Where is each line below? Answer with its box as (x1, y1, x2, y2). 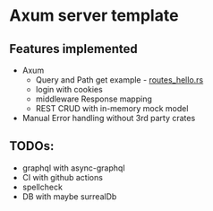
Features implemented (9, 41, 138, 57)
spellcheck (21, 181, 63, 192)
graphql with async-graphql (21, 163, 125, 173)
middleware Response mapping (35, 93, 152, 104)
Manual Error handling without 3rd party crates (21, 113, 196, 123)
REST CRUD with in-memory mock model (35, 103, 189, 113)
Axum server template (9, 5, 179, 26)
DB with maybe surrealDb (21, 190, 117, 202)
